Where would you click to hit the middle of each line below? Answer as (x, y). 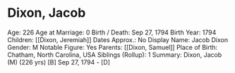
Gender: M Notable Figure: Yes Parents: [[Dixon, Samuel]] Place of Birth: (113, 47)
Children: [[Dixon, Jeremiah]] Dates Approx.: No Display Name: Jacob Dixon (117, 39)
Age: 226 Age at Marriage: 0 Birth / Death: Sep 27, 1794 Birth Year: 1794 (112, 32)
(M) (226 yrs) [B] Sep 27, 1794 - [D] (59, 62)
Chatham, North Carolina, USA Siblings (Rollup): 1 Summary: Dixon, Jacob (115, 55)
